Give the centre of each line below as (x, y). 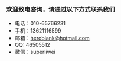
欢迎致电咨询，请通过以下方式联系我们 (60, 9)
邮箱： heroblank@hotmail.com (52, 38)
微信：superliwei (35, 52)
